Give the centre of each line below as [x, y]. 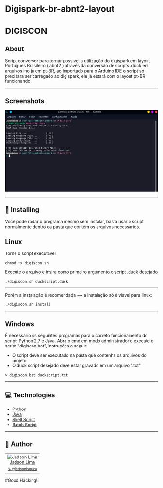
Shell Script [24, 420]
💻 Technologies [30, 395]
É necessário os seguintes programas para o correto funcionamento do [76, 336]
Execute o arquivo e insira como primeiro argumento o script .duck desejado [81, 272]
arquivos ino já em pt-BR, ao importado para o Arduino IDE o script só [75, 71]
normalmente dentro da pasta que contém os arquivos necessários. [73, 227]
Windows [20, 324]
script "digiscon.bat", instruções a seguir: [47, 346]
